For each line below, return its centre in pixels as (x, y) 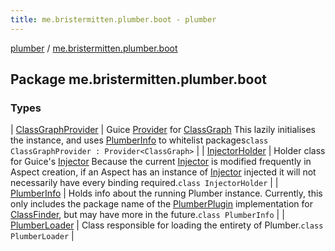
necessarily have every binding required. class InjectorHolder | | (144, 183)
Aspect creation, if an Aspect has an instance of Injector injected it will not (163, 172)
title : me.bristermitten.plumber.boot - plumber (113, 19)
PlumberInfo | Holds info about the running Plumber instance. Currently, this (166, 193)
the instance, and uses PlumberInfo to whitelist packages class (139, 140)
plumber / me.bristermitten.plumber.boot (94, 48)
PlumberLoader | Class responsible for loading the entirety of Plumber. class (167, 225)
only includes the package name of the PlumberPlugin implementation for (161, 204)
